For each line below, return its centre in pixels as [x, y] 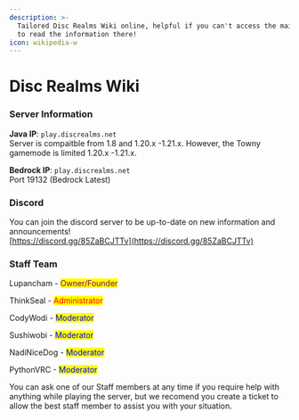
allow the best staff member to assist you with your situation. [121, 406]
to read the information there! [77, 34]
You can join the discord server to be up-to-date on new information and [142, 222]
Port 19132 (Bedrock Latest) [60, 179]
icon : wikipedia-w [43, 42]
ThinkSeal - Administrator [57, 301]
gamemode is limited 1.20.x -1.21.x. [73, 152]
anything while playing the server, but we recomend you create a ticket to [144, 397]
